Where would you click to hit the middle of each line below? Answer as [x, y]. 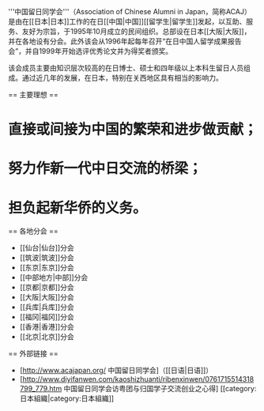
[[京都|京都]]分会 [47, 288]
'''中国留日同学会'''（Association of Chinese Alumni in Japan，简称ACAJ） [130, 11]
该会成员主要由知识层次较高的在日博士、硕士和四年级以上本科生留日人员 [126, 68]
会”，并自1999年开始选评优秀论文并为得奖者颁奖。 [90, 51]
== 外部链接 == [33, 353]
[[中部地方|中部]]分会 [54, 277]
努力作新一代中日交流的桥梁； [106, 169]
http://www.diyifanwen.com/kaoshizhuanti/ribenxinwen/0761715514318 [138, 379]
